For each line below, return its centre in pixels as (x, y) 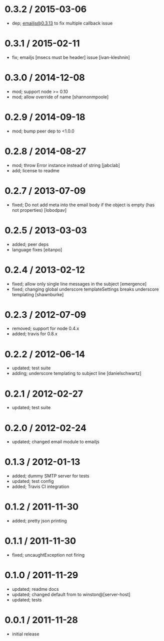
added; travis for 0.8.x (35, 334)
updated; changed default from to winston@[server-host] (71, 594)
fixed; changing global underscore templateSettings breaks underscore (85, 289)
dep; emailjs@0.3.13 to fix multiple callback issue (62, 23)
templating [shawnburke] (38, 294)
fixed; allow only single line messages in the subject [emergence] (79, 284)
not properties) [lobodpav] (39, 210)
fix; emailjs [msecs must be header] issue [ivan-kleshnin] (71, 57)
